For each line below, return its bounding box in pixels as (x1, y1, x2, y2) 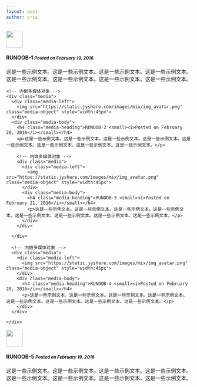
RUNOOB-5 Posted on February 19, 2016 (6, 353, 95, 360)
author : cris (6, 14, 38, 20)
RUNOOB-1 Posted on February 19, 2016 (6, 54, 94, 61)
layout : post (6, 8, 38, 15)
